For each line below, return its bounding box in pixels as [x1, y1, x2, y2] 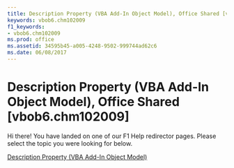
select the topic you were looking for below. [7, 139, 133, 147]
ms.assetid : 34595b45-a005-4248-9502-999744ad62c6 [7, 43, 157, 49]
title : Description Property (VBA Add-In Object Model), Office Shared [7, 10, 219, 17]
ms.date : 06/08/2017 [7, 49, 68, 56]
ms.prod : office [7, 36, 54, 43]
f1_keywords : [7, 23, 45, 30]
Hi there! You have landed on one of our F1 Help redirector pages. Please [7, 132, 217, 140]
